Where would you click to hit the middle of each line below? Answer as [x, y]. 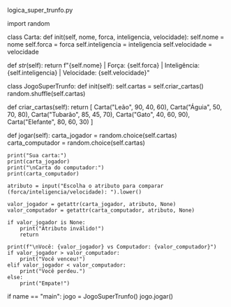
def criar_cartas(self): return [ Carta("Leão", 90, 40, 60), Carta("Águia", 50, [114, 107]
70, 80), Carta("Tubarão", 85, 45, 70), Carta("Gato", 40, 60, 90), [99, 115]
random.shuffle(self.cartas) [46, 94]
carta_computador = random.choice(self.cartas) [76, 143]
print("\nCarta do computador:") [56, 168]
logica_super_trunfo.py [40, 10]
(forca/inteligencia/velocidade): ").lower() [74, 192]
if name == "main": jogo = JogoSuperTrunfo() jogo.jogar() [90, 296]
